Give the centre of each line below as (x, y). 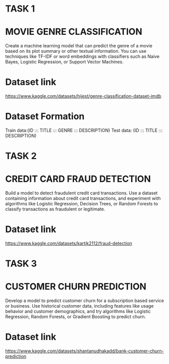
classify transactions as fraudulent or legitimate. (55, 209)
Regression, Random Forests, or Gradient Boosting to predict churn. (76, 317)
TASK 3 (21, 264)
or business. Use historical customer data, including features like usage (79, 306)
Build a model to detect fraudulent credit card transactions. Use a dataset (81, 193)
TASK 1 (20, 9)
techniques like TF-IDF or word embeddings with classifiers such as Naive (82, 56)
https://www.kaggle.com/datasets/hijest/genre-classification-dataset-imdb (83, 96)
